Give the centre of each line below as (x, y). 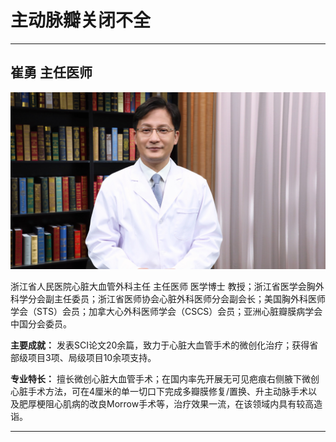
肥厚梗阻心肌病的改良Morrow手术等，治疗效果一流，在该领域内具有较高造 (170, 404)
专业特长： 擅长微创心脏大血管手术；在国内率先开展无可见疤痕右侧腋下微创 (165, 379)
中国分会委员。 (41, 324)
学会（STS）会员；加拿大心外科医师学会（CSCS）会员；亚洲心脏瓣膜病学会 (166, 312)
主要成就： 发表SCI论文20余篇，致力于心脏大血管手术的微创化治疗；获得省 (164, 345)
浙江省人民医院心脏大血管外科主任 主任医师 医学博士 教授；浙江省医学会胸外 (167, 287)
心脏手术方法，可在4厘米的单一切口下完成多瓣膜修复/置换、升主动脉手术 (159, 392)
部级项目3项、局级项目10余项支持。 (83, 358)
